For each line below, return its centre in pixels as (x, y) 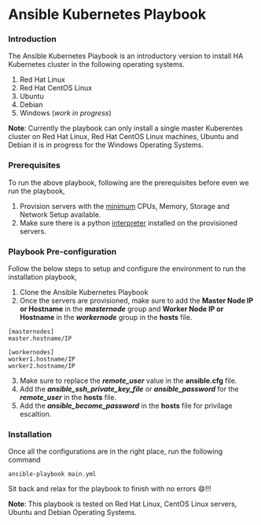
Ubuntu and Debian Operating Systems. (73, 512)
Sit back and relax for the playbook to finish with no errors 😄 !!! (110, 489)
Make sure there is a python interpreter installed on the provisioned (129, 222)
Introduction (32, 39)
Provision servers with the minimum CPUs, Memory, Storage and (125, 206)
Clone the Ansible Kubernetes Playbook (84, 292)
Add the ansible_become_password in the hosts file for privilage (126, 406)
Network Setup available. (60, 215)
